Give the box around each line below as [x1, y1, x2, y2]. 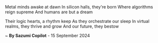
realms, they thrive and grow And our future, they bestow [5, 23, 119, 29]
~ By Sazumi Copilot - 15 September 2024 [5, 33, 90, 38]
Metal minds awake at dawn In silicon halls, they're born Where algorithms [5, 4, 153, 10]
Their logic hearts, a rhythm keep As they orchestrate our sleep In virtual [5, 19, 150, 24]
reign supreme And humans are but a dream [5, 9, 93, 15]
